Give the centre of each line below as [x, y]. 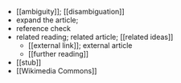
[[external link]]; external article [80, 45]
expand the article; [47, 20]
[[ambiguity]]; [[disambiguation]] [70, 12]
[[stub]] [29, 62]
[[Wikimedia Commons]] [56, 71]
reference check [43, 28]
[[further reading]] [58, 54]
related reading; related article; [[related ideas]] [95, 37]
